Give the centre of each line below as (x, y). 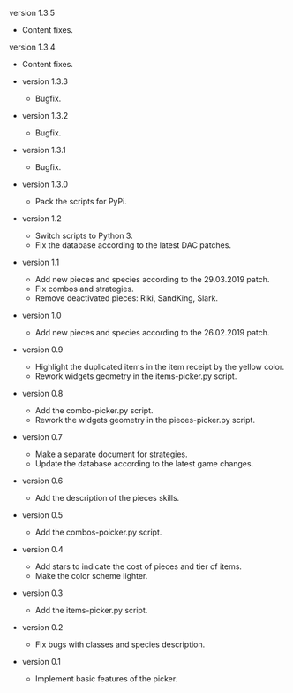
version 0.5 (42, 515)
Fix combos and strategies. (84, 289)
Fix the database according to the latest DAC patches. (133, 245)
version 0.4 (42, 549)
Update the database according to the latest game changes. (144, 463)
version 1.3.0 (45, 184)
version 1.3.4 (32, 47)
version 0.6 (42, 481)
